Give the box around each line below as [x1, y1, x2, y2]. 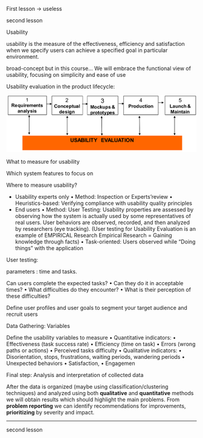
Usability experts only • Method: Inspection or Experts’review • [14, 193, 173, 201]
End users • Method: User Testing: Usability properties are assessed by [14, 206, 194, 213]
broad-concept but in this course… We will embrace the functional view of [6, 65, 192, 72]
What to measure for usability [6, 158, 80, 166]
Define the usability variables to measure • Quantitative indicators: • [6, 334, 176, 341]
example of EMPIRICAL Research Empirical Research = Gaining [14, 232, 172, 239]
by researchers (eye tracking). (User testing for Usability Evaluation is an [14, 225, 196, 233]
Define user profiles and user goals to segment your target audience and [6, 304, 187, 312]
